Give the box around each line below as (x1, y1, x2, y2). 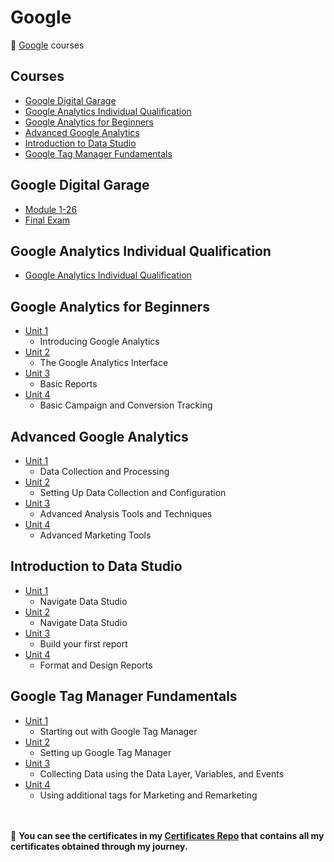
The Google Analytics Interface (39, 357, 169, 369)
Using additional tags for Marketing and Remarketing (39, 789, 258, 801)
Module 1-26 (24, 203, 78, 215)
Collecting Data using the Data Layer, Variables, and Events (39, 767, 285, 780)
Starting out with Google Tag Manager (39, 725, 198, 737)
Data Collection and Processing (39, 466, 170, 477)
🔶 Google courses (10, 39, 85, 51)
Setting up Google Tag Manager (39, 746, 172, 758)
